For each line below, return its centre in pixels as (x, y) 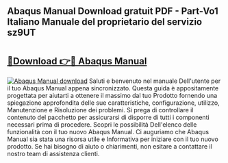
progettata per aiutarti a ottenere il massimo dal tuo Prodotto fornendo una (112, 96)
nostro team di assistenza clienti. (53, 154)
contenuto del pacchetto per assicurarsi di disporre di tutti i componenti (109, 117)
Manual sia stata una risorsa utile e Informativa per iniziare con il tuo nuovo (113, 139)
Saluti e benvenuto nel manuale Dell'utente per (155, 81)
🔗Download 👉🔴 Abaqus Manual (77, 61)
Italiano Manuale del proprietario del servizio (105, 22)
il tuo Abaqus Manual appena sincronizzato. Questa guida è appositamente (113, 88)
